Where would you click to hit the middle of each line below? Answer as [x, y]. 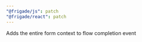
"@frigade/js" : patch [32, 11]
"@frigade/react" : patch [36, 17]
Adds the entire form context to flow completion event [71, 33]
